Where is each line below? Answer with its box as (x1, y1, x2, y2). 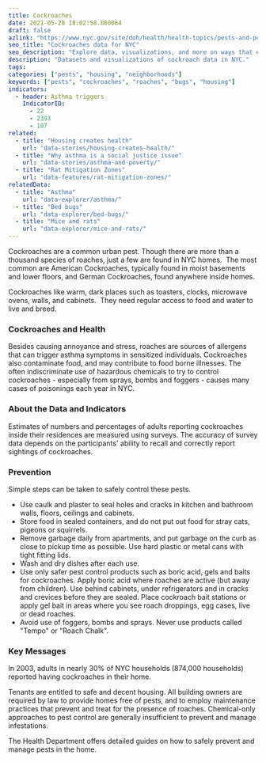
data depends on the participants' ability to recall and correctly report (8, 438, 236, 448)
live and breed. (8, 304, 57, 313)
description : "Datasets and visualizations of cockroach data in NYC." (8, 56, 249, 64)
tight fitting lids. (19, 550, 71, 559)
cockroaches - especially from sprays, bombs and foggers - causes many (8, 375, 250, 385)
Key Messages (8, 646, 66, 657)
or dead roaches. (19, 608, 76, 618)
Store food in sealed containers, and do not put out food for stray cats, (19, 516, 250, 526)
